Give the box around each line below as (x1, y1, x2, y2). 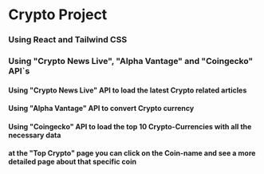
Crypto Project (8, 6, 108, 24)
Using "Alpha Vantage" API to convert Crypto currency (8, 104, 195, 113)
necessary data (8, 130, 61, 140)
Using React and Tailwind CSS (8, 34, 128, 45)
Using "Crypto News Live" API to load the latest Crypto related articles (8, 85, 247, 95)
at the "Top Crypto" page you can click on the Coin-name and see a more (8, 148, 256, 158)
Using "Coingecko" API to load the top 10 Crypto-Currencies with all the (8, 121, 252, 131)
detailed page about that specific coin (8, 157, 137, 167)
